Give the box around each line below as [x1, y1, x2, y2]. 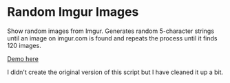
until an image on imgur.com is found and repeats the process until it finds [7, 34, 218, 42]
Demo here [7, 54, 39, 62]
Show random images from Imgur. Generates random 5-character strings [7, 27, 215, 35]
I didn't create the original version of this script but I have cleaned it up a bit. [7, 68, 224, 76]
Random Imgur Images [7, 4, 139, 20]
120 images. [7, 41, 41, 49]
